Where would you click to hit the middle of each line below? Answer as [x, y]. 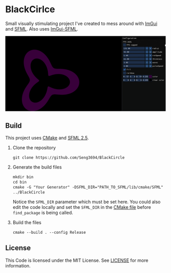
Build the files [27, 222]
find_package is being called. [43, 213]
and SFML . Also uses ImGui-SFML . [42, 29]
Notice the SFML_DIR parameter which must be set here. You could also [87, 202]
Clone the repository [34, 148]
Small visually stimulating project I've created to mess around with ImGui [81, 23]
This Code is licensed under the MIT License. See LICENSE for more [77, 260]
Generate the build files [37, 167]
